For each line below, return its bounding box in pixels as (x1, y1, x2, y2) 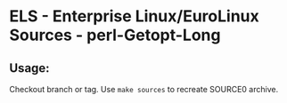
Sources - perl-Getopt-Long (9, 25, 221, 45)
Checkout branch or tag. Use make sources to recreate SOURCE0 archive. (9, 84, 279, 94)
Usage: (9, 60, 51, 75)
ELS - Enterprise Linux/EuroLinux (9, 6, 260, 27)
